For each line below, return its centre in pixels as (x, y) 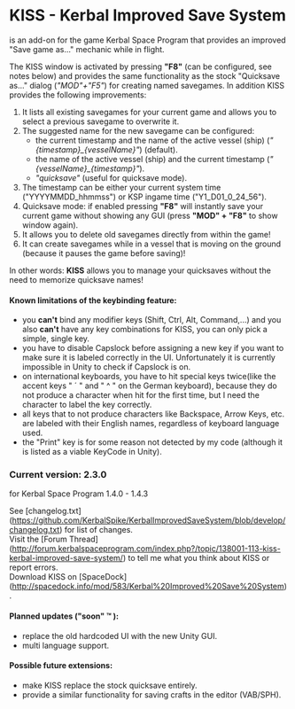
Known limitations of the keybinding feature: (93, 300)
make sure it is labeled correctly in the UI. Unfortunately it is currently (149, 358)
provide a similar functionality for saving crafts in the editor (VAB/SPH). (151, 694)
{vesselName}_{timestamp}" (87, 168)
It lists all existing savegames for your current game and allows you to (149, 112)
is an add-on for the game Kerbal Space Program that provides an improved (147, 40)
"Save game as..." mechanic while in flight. (87, 49)
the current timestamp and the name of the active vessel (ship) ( (152, 140)
